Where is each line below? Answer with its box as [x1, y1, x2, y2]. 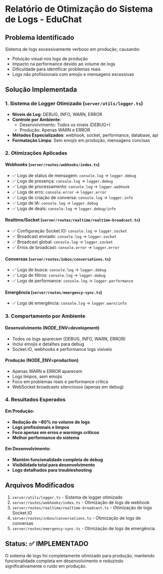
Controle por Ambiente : [12, 116, 61, 122]
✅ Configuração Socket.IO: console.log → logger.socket [12, 228, 127, 234]
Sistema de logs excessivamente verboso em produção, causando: [5, 46, 140, 52]
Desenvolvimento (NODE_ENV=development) [5, 324, 100, 331]
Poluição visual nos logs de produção [12, 56, 88, 62]
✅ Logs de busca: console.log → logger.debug [12, 267, 107, 273]
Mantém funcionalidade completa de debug [12, 457, 103, 463]
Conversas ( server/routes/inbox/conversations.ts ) [5, 256, 111, 262]
